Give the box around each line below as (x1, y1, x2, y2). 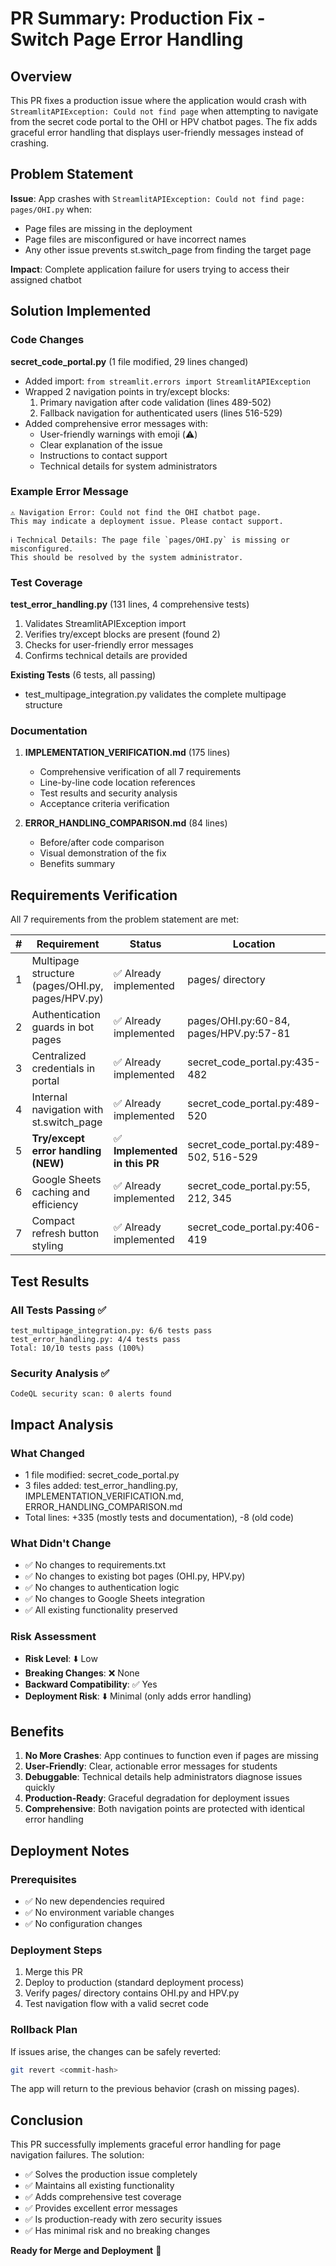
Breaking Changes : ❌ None (24, 1667, 140, 1679)
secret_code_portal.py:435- (187, 1055, 321, 1069)
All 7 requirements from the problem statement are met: (10, 913, 240, 926)
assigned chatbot (10, 273, 82, 286)
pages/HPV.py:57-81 (187, 1027, 291, 1041)
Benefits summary (39, 858, 116, 870)
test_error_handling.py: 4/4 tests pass (10, 1334, 182, 1344)
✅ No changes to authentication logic (24, 1582, 180, 1594)
